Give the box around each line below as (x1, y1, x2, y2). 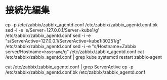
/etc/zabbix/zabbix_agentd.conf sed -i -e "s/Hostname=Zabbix (5, 43, 137, 49)
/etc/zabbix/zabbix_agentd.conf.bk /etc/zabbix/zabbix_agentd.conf (5, 69, 146, 75)
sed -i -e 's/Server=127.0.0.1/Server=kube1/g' (5, 27, 100, 33)
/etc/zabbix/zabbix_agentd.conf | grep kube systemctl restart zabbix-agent (5, 54, 162, 60)
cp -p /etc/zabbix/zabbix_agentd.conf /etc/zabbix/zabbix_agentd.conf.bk (5, 21, 158, 28)
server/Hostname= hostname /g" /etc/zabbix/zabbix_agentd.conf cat (5, 49, 144, 55)
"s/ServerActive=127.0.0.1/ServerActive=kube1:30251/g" (5, 37, 121, 44)
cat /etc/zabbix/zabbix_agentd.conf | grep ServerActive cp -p (5, 64, 134, 70)
